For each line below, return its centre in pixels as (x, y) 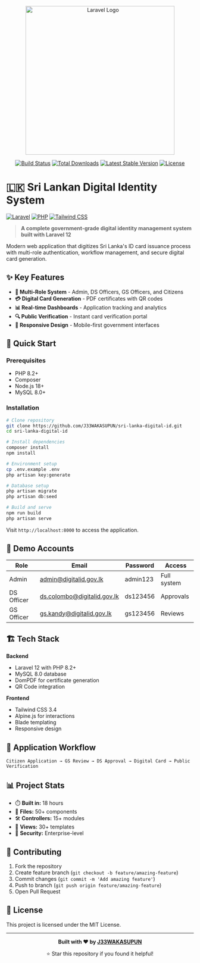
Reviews (172, 613)
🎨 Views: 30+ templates (45, 827)
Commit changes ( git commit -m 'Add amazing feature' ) (85, 878)
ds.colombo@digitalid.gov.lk (79, 596)
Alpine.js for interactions (45, 716)
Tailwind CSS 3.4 (36, 710)
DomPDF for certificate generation (57, 680)
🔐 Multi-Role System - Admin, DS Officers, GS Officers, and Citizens (99, 292)
